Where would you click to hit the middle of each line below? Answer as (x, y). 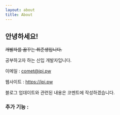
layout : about (20, 10)
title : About (19, 15)
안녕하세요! (22, 36)
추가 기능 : (17, 107)
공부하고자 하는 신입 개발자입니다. (38, 60)
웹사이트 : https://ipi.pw (29, 82)
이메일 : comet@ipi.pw (28, 71)
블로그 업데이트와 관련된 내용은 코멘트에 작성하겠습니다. (60, 93)
